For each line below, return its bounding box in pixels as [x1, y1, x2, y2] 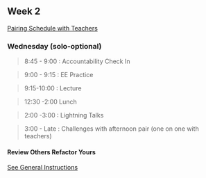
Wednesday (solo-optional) [7, 41, 102, 51]
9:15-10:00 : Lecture [24, 84, 82, 92]
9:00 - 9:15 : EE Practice [24, 71, 94, 79]
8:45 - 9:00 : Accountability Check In [24, 57, 130, 65]
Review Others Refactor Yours [7, 147, 96, 156]
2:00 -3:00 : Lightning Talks [24, 111, 104, 120]
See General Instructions [7, 163, 78, 172]
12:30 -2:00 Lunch [24, 97, 78, 106]
